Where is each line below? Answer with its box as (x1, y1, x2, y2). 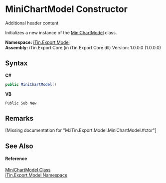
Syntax (5, 59, 28, 68)
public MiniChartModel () (5, 82, 57, 87)
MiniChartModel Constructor (5, 3, 128, 15)
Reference (5, 156, 27, 162)
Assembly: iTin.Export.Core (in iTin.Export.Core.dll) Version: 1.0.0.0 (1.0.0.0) (5, 44, 161, 50)
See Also (5, 142, 33, 150)
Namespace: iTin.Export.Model (5, 39, 70, 45)
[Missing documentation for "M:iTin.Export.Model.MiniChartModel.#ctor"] (5, 127, 157, 133)
